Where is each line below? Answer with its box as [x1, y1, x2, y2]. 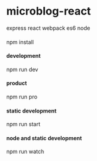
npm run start [6, 120, 41, 128]
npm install [6, 38, 34, 46]
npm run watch [6, 148, 45, 156]
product [6, 80, 27, 87]
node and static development [6, 134, 82, 142]
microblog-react [6, 4, 92, 18]
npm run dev [6, 66, 38, 73]
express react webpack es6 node [6, 24, 90, 32]
